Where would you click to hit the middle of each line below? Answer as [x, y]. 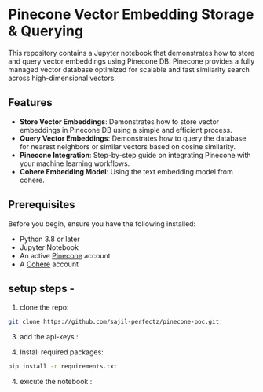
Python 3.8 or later [49, 239]
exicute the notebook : [56, 382]
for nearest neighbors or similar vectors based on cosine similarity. [128, 146]
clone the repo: [44, 307]
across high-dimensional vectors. [62, 78]
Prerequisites [42, 205]
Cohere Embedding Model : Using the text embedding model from [126, 171]
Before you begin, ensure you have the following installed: [102, 223]
